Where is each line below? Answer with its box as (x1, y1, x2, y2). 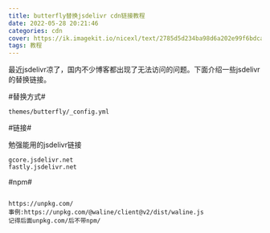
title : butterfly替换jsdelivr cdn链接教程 (8, 11, 145, 20)
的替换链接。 (8, 75, 51, 84)
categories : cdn (8, 27, 63, 35)
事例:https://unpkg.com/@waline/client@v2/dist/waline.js (8, 208, 204, 217)
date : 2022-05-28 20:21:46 (8, 19, 99, 27)
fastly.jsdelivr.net (8, 163, 78, 171)
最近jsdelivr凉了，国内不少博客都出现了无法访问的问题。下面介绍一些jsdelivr (8, 65, 260, 75)
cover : (8, 34, 31, 43)
